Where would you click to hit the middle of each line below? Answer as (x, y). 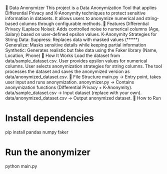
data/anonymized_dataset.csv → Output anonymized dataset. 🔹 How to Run (83, 98)
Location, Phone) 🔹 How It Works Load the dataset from (63, 55)
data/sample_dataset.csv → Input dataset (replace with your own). (73, 93)
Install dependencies (49, 118)
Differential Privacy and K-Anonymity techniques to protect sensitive (75, 13)
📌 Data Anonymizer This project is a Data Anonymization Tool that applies (81, 8)
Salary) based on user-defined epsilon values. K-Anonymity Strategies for (81, 34)
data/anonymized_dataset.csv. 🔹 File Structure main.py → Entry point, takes (83, 77)
